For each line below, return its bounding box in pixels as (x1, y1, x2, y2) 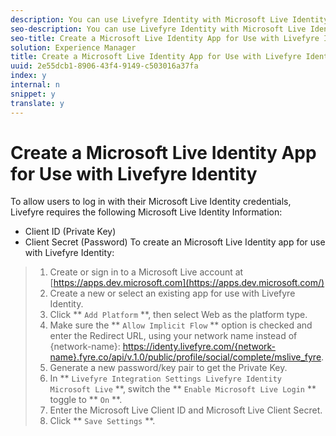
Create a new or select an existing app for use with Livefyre (49, 287, 296, 300)
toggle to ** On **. (49, 394, 123, 406)
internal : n (10, 80, 60, 90)
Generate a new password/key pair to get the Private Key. (49, 362, 288, 374)
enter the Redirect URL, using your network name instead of (49, 330, 298, 342)
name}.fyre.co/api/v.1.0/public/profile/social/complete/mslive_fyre (49, 351, 322, 363)
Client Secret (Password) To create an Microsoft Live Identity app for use (24, 236, 326, 248)
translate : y (10, 98, 65, 108)
